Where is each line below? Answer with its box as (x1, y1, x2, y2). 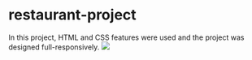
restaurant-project (8, 6, 137, 24)
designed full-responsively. (8, 42, 100, 52)
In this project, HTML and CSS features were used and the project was (8, 32, 245, 42)
